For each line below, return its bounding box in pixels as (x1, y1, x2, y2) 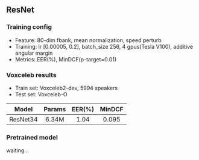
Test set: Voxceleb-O (14, 90, 68, 98)
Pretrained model (6, 133, 58, 141)
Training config (6, 23, 52, 31)
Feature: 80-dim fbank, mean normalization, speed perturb (14, 36, 162, 44)
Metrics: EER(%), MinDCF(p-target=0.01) (14, 55, 117, 63)
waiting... (6, 147, 29, 154)
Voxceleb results (6, 70, 57, 79)
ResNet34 (9, 115, 38, 123)
